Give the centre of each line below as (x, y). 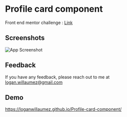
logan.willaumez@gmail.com (34, 82)
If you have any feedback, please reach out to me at (57, 77)
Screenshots (25, 38)
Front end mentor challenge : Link (39, 23)
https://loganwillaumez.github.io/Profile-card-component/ (63, 109)
